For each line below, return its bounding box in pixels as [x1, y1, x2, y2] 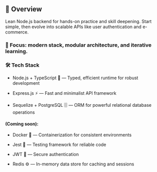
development [12, 80, 40, 86]
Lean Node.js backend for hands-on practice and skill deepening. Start [5, 18, 152, 24]
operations [12, 109, 35, 115]
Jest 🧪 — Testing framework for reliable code [12, 141, 106, 148]
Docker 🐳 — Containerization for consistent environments [12, 132, 132, 138]
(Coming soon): [5, 121, 39, 127]
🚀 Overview [5, 5, 42, 14]
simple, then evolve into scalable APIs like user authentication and [5, 24, 142, 30]
